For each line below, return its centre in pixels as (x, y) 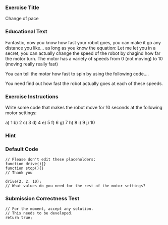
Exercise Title (22, 8)
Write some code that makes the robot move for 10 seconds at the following (84, 107)
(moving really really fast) (32, 64)
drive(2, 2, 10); (23, 182)
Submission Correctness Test (42, 199)
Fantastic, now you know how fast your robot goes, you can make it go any (83, 42)
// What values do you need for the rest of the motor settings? (75, 186)
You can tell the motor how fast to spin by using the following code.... (77, 73)
